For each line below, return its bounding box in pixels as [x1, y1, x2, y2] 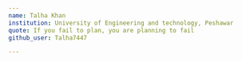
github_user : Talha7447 [8, 33, 88, 42]
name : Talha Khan [8, 11, 66, 20]
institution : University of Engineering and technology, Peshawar [8, 19, 234, 27]
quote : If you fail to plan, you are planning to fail [8, 26, 195, 34]
